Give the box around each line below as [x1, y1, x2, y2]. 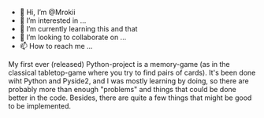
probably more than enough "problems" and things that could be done [8, 85, 236, 94]
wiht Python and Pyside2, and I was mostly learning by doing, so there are [8, 76, 250, 86]
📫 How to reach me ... [19, 42, 93, 50]
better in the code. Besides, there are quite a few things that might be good [8, 93, 252, 102]
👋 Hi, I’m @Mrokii [19, 8, 76, 17]
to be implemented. [8, 101, 72, 110]
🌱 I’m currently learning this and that [19, 24, 138, 33]
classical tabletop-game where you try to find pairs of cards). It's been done [8, 68, 256, 77]
